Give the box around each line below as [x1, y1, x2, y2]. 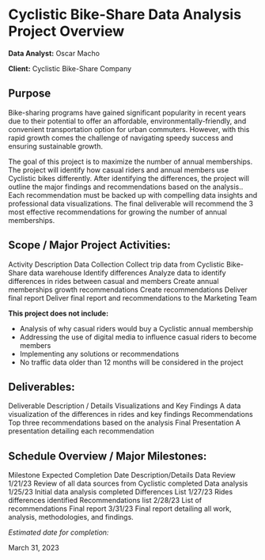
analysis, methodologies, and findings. [8, 513, 134, 522]
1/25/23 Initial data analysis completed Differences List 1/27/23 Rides [8, 487, 233, 497]
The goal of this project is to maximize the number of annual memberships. [8, 157, 253, 166]
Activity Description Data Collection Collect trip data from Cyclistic [8, 259, 225, 269]
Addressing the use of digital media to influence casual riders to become [19, 332, 257, 342]
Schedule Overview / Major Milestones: [8, 449, 207, 463]
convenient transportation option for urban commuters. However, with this [8, 124, 250, 134]
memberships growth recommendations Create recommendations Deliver [8, 285, 248, 294]
